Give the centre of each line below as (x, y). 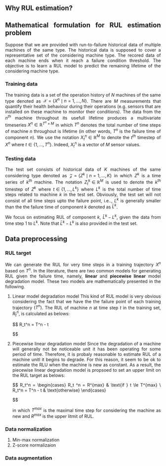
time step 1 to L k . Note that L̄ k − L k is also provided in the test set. (71, 223)
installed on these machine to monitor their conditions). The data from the (83, 112)
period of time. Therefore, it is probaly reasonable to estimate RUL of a (86, 354)
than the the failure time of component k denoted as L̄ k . (62, 206)
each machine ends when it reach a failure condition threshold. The (83, 61)
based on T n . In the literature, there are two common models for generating (83, 270)
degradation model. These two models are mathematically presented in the (83, 281)
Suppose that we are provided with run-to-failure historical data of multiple (83, 45)
